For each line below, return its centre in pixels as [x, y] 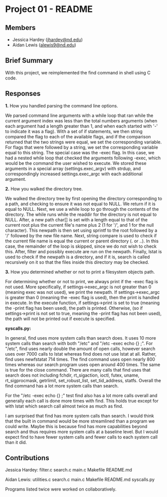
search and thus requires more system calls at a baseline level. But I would [82, 432]
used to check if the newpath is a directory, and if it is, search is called [78, 257]
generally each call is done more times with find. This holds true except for [82, 401]
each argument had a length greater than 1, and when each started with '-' [82, 126]
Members [20, 28]
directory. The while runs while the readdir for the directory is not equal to [81, 214]
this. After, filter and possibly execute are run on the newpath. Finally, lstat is [83, 251]
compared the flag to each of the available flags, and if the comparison [78, 136]
